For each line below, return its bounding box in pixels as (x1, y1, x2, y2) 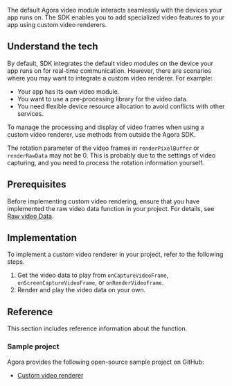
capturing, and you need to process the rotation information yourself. (7, 158, 204, 167)
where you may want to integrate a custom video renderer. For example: (7, 74, 213, 82)
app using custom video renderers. (7, 21, 107, 28)
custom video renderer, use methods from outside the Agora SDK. (7, 130, 196, 138)
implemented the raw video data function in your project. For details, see (7, 204, 215, 212)
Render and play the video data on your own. (17, 286, 146, 294)
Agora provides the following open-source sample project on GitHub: (7, 358, 204, 366)
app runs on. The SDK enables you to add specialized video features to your (7, 13, 225, 22)
